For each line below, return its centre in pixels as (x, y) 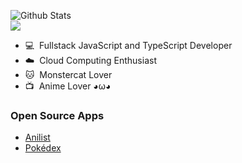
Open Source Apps (57, 115)
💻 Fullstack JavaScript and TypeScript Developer (128, 45)
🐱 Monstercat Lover (68, 74)
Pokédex (43, 148)
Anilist (37, 137)
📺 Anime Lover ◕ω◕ (68, 86)
